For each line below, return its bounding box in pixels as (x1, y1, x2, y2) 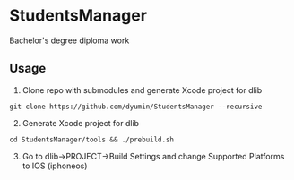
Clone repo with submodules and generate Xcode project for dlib (22, 84, 263, 95)
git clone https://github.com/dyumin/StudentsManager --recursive (9, 102, 263, 111)
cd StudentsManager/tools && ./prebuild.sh (9, 135, 175, 144)
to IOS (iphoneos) (22, 160, 88, 171)
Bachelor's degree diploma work (9, 35, 130, 46)
